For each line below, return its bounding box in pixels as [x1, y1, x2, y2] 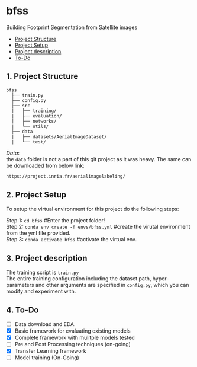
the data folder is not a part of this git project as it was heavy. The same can [6, 155, 192, 162]
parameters [6, 282, 34, 289]
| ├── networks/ [11, 118, 57, 124]
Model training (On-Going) [14, 354, 80, 361]
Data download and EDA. [14, 321, 76, 328]
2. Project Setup [6, 190, 67, 200]
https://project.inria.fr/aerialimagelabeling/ [6, 173, 126, 179]
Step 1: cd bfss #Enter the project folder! [6, 217, 105, 224]
